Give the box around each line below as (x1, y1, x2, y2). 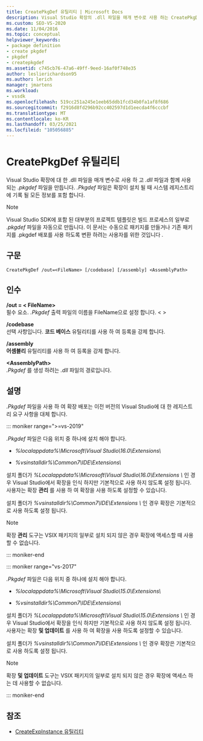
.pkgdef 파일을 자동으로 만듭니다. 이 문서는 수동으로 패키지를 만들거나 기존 (6, 223, 182, 231)
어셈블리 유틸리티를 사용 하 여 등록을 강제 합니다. (6, 347, 121, 354)
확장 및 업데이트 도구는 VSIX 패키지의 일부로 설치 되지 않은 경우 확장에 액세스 (6, 672, 187, 679)
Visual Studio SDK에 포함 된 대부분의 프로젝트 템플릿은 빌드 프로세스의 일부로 (6, 216, 190, 223)
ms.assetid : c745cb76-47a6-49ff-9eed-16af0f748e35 (6, 65, 137, 71)
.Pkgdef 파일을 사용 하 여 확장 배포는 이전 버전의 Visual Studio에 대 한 (6, 403, 172, 410)
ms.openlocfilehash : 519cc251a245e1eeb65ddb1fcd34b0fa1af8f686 (6, 99, 169, 105)
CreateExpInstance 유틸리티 (14, 728, 84, 736)
